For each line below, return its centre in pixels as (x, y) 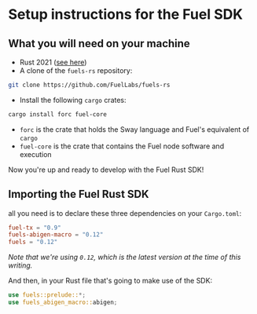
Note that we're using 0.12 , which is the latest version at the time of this (125, 257)
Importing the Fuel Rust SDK (79, 194)
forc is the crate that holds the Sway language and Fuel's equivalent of (134, 129)
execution (36, 154)
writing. (20, 265)
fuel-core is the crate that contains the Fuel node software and (122, 146)
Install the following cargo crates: (73, 100)
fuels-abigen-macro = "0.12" (56, 235)
